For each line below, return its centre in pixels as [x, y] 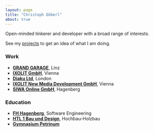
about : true [18, 19]
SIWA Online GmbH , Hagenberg [46, 89]
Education [18, 102]
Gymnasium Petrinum [36, 124]
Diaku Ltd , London [32, 78]
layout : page [19, 10]
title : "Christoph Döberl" [34, 15]
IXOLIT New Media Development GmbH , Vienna [63, 83]
